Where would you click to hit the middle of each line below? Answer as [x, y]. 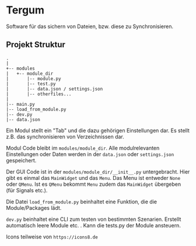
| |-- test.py [31, 84]
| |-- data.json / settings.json [55, 89]
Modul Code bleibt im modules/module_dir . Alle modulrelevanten [83, 148]
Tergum [25, 10]
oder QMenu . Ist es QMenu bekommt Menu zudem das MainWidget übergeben [94, 184]
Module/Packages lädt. [34, 207]
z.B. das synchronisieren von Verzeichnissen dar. [65, 136]
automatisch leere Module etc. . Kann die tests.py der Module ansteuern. [93, 225]
